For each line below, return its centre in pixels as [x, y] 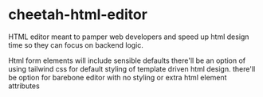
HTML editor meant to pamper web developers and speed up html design [129, 37]
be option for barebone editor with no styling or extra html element [118, 77]
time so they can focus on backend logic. [76, 45]
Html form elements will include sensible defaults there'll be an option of [127, 60]
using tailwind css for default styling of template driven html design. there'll [132, 68]
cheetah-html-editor [78, 15]
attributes [24, 86]
